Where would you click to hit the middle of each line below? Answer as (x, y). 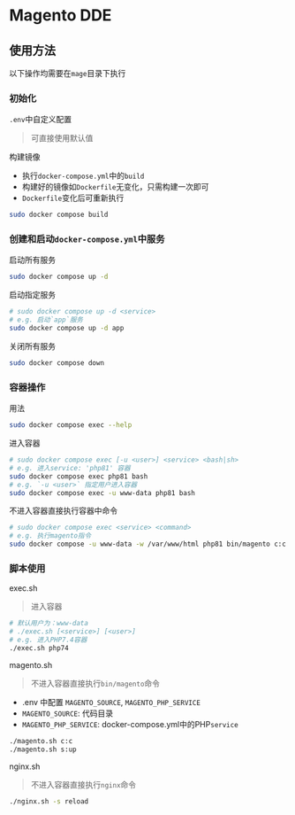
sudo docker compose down (57, 363)
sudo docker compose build (59, 215)
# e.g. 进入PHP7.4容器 (48, 640)
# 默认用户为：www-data (49, 624)
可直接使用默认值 (62, 138)
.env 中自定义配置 (41, 120)
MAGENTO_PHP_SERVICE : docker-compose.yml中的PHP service (130, 724)
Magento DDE (61, 16)
